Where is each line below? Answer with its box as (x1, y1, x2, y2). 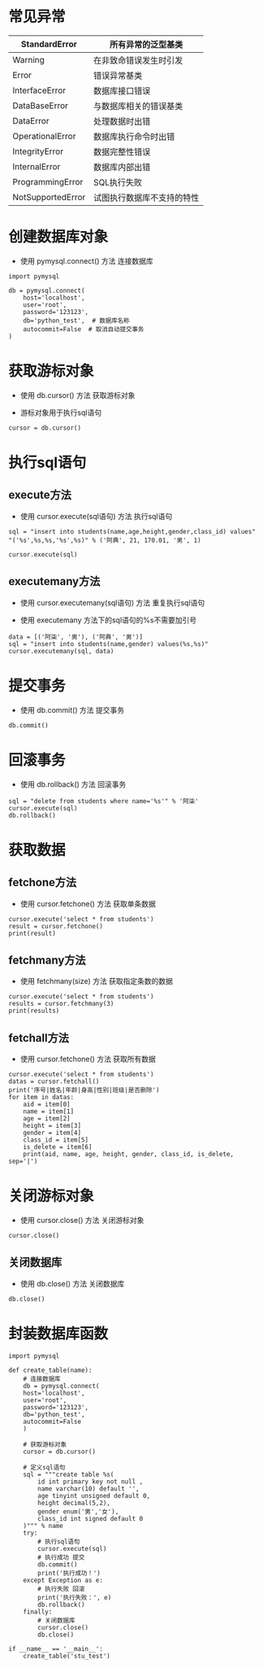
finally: (23, 1608, 53, 1616)
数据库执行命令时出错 (93, 131, 175, 142)
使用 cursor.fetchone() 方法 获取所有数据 (19, 1055, 157, 1064)
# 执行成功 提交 (37, 1553, 85, 1561)
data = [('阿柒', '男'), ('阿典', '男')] (8, 632, 144, 641)
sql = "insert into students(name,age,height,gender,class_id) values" (8, 527, 256, 535)
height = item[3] (23, 1122, 82, 1130)
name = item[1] (23, 1107, 75, 1116)
